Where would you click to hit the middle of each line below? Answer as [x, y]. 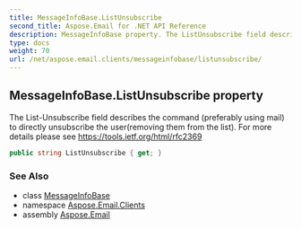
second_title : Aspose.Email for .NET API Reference [107, 26]
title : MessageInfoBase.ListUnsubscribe [86, 18]
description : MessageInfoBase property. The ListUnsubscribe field [138, 34]
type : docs [30, 43]
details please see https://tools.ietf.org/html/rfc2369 [106, 137]
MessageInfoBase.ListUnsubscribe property [137, 96]
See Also [29, 176]
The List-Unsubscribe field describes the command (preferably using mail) [147, 117]
